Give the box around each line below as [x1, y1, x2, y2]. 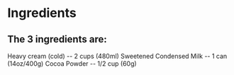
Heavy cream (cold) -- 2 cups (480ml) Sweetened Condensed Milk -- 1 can [7, 52, 228, 60]
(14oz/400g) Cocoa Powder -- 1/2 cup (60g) [7, 59, 137, 68]
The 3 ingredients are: [7, 33, 108, 45]
